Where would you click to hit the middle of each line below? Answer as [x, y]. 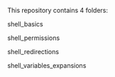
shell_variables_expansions [47, 66]
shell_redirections [33, 52]
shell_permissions [34, 38]
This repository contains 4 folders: [58, 10]
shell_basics [26, 24]
